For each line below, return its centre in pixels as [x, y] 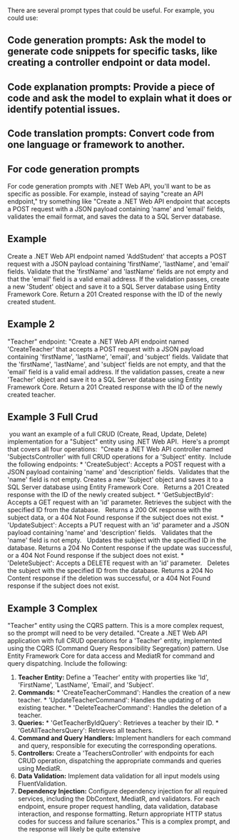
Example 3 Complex [52, 608]
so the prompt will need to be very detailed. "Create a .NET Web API [108, 633]
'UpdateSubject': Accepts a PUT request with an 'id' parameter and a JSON [118, 525]
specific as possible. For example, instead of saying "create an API [105, 194]
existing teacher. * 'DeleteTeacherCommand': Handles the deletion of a [122, 708]
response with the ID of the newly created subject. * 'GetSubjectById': [111, 495]
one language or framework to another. [96, 145]
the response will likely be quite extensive [79, 829]
